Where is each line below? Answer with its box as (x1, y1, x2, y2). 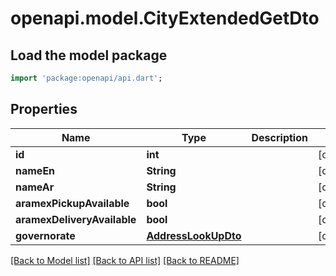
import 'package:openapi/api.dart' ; (10, 73, 163, 83)
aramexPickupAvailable (15, 196, 130, 210)
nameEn (15, 163, 56, 177)
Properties (10, 101, 78, 118)
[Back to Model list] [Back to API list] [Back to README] (10, 254, 240, 266)
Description (251, 130, 308, 144)
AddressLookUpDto (146, 228, 242, 242)
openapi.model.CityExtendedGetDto (10, 7, 320, 30)
